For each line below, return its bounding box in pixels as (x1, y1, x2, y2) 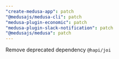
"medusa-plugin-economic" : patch (5, 19, 87, 25)
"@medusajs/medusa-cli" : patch (5, 14, 82, 20)
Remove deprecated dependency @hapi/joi (5, 46, 111, 53)
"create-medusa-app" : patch (5, 8, 74, 15)
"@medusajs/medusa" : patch (5, 30, 72, 36)
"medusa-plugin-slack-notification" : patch (5, 25, 114, 31)
